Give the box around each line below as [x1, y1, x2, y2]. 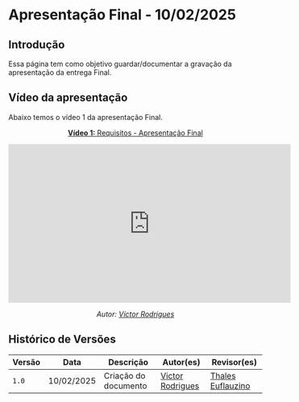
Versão [12, 356, 41, 367]
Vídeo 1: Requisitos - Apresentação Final [68, 127, 203, 138]
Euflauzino [210, 380, 251, 392]
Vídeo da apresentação [8, 91, 128, 105]
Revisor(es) [211, 356, 258, 367]
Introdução [8, 38, 65, 52]
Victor [160, 370, 184, 381]
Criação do [103, 370, 146, 381]
